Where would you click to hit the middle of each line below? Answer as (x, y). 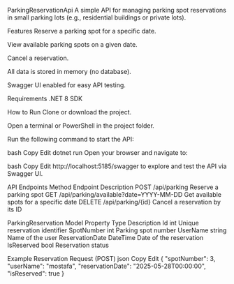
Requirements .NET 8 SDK (45, 98)
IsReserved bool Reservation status (58, 245)
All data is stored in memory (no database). (69, 72)
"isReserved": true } (36, 274)
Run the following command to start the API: (71, 139)
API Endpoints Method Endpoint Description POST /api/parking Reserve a (113, 187)
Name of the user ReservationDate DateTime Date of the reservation (105, 238)
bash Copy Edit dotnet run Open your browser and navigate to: (97, 152)
